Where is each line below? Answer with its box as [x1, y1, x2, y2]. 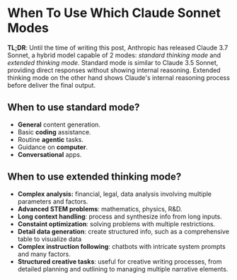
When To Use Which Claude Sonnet [7, 5, 221, 21]
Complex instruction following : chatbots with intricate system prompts [17, 242, 226, 250]
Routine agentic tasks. [17, 135, 83, 144]
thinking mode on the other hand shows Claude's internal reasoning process [7, 73, 230, 82]
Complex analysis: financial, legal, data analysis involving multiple [17, 189, 212, 198]
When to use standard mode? [7, 101, 140, 114]
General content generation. [17, 120, 101, 129]
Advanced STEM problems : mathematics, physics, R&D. [17, 204, 183, 213]
